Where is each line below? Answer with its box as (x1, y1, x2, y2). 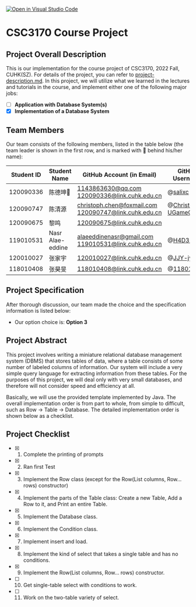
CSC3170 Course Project (6, 26, 128, 39)
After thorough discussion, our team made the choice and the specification (6, 301, 187, 308)
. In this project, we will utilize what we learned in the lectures (42, 77, 190, 84)
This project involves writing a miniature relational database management (6, 351, 182, 358)
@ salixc (167, 187, 189, 196)
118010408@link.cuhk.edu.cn (77, 264, 162, 272)
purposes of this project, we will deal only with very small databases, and (6, 376, 183, 383)
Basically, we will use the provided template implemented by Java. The (6, 393, 176, 401)
